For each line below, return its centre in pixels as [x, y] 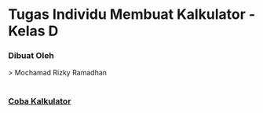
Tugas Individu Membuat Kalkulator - [132, 15]
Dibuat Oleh [31, 56]
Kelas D [33, 31]
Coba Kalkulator [40, 101]
